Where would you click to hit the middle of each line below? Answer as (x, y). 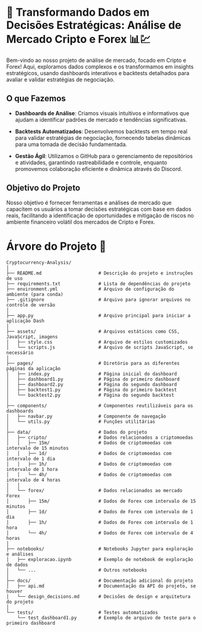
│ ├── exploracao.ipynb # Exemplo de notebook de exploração (100, 559)
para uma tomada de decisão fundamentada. (71, 144)
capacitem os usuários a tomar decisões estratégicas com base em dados (99, 209)
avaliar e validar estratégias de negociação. (60, 79)
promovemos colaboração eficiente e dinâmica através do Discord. (99, 168)
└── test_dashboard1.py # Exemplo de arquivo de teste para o (107, 617)
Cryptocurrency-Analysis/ (39, 262)
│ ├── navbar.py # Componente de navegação (86, 416)
